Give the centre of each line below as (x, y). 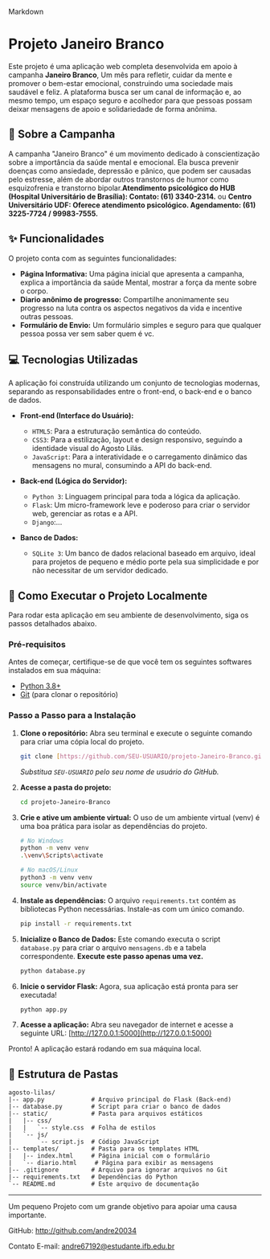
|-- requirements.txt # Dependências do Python (93, 1177)
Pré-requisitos (37, 645)
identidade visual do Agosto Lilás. (88, 449)
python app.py (43, 1009)
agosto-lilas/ (32, 1093)
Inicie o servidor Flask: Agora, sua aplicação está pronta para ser (129, 986)
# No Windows (42, 841)
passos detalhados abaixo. (53, 624)
